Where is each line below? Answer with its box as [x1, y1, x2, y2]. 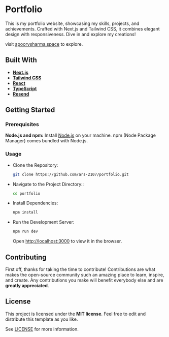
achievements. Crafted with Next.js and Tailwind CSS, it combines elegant [5, 25, 160, 32]
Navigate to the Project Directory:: [12, 181, 84, 187]
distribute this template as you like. [5, 316, 78, 322]
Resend [12, 90, 29, 97]
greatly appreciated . [5, 283, 49, 289]
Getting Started [5, 106, 55, 114]
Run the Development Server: [12, 219, 75, 225]
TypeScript [12, 85, 37, 91]
